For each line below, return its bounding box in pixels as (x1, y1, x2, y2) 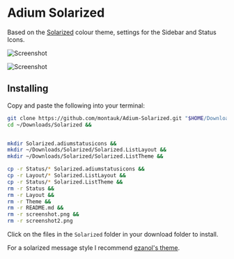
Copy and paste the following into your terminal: (7, 101, 145, 110)
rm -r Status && (7, 185, 54, 192)
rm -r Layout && (7, 191, 54, 198)
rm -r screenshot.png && (7, 211, 79, 218)
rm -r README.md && (7, 205, 64, 212)
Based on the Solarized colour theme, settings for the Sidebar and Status (7, 28, 217, 36)
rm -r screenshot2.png (7, 218, 73, 225)
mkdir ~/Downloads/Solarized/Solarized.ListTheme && (7, 153, 164, 160)
